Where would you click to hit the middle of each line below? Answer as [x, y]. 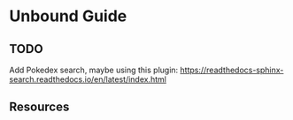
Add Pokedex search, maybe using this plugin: [94, 70]
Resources [39, 107]
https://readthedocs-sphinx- [232, 70]
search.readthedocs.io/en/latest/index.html [88, 79]
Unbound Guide [68, 16]
